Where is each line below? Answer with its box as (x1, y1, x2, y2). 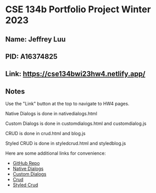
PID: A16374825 (5, 52, 58, 61)
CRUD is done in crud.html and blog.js (5, 131, 86, 137)
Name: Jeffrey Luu (5, 35, 66, 44)
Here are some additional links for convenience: (5, 150, 106, 157)
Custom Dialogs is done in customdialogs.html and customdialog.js (5, 120, 147, 126)
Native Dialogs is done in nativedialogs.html (5, 111, 97, 117)
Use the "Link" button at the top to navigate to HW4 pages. (5, 101, 129, 107)
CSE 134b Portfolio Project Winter (5, 4, 151, 15)
